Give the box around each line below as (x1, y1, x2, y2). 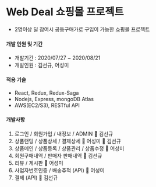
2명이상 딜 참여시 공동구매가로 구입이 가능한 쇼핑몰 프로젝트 (14, 26, 150, 33)
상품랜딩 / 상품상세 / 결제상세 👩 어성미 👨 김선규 (14, 137, 121, 144)
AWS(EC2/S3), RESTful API (14, 102, 80, 109)
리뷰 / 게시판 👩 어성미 (14, 159, 63, 167)
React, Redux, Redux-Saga (14, 89, 79, 96)
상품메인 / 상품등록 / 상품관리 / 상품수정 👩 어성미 (14, 144, 125, 152)
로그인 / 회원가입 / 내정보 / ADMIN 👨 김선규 (14, 130, 114, 137)
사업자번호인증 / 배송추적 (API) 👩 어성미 (14, 167, 105, 174)
